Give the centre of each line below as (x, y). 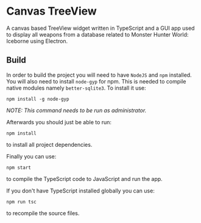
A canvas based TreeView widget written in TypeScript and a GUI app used (100, 28)
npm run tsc (21, 202)
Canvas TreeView (52, 11)
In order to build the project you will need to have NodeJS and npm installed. (99, 75)
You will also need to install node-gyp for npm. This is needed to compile (96, 81)
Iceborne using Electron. (37, 41)
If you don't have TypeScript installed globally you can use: (81, 191)
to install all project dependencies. (49, 144)
